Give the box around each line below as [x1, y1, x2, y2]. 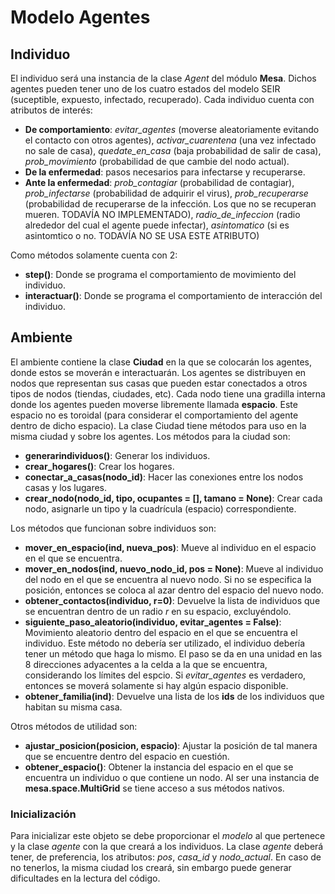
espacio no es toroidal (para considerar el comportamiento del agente [10, 409, 299, 421]
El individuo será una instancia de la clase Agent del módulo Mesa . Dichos [10, 72, 317, 84]
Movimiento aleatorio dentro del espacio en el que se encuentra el [24, 626, 298, 638]
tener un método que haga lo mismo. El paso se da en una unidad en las [24, 647, 323, 660]
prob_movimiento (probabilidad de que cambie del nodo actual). [24, 156, 290, 167]
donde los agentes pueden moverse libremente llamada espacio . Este [10, 398, 298, 410]
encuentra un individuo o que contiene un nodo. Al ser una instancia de [24, 771, 320, 783]
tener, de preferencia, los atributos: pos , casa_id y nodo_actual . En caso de [10, 851, 322, 863]
